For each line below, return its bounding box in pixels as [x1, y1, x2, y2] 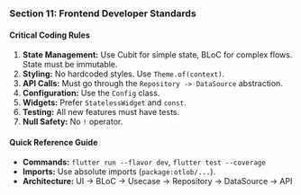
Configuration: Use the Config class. [22, 88, 160, 99]
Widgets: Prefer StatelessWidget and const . [22, 97, 187, 108]
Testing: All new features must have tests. [22, 107, 180, 118]
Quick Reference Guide [9, 137, 98, 147]
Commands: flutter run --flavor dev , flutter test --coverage [22, 156, 266, 168]
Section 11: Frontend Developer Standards [9, 7, 196, 20]
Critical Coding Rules [9, 30, 90, 40]
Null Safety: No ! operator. [22, 116, 123, 128]
